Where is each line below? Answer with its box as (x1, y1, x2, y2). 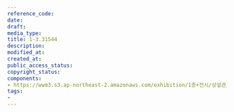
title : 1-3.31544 (7, 36, 58, 43)
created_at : (7, 56, 42, 63)
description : (7, 42, 45, 49)
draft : (7, 23, 26, 30)
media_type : (7, 29, 42, 37)
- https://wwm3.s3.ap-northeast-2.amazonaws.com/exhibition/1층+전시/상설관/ (7, 81, 230, 88)
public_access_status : (7, 62, 73, 69)
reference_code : (7, 10, 54, 17)
